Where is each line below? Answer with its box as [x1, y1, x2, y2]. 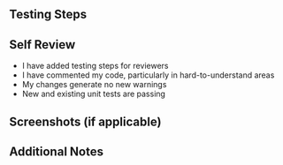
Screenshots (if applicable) [9, 114, 162, 129]
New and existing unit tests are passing [21, 88, 166, 100]
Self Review [9, 37, 76, 52]
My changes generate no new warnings [21, 79, 167, 90]
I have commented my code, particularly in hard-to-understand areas [21, 70, 275, 80]
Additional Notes [9, 144, 104, 159]
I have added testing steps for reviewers [21, 61, 169, 71]
